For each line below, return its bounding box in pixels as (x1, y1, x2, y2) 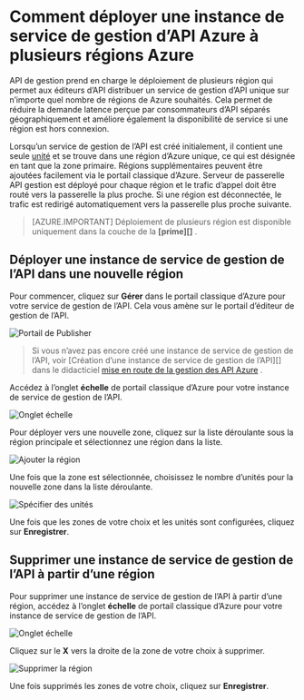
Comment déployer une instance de (9, 6, 285, 27)
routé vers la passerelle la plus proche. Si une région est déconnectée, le (9, 189, 282, 200)
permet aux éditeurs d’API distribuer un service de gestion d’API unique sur (9, 84, 289, 95)
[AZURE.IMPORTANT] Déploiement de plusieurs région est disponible (31, 216, 292, 227)
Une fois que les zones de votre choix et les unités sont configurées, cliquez (9, 516, 295, 527)
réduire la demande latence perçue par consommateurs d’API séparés (9, 104, 270, 114)
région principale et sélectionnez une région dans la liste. (9, 436, 223, 447)
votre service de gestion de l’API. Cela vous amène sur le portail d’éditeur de (9, 300, 295, 311)
